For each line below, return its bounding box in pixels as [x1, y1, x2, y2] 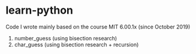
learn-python [5, 4, 73, 17]
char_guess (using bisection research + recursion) [14, 41, 139, 48]
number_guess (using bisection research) [14, 34, 117, 42]
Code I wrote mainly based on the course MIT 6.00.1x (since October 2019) [5, 23, 191, 30]
